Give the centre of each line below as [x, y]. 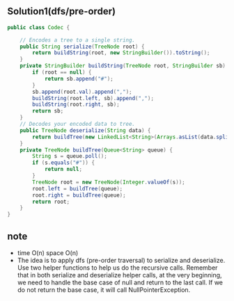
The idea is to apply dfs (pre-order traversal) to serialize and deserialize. [121, 260]
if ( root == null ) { [62, 72]
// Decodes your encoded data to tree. [78, 124]
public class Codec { [39, 27]
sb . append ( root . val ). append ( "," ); [82, 92]
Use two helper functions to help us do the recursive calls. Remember [117, 268]
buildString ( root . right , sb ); [76, 105]
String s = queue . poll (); [70, 156]
